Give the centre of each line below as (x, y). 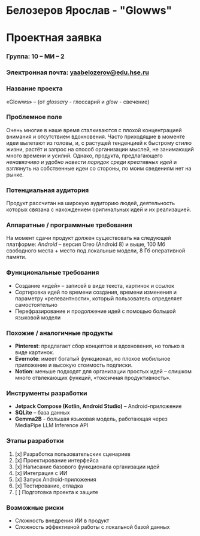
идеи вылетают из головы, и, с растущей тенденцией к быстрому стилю (99, 143)
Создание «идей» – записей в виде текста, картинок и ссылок (95, 285)
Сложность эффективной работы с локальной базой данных (92, 526)
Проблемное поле (34, 117)
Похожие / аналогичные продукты (60, 333)
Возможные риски (35, 507)
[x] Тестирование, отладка (49, 486)
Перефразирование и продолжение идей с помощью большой (95, 311)
